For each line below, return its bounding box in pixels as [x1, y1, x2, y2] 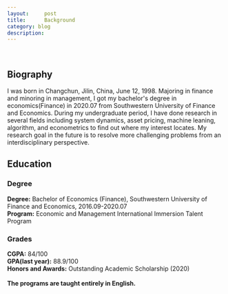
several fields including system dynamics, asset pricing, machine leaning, [7, 116, 216, 125]
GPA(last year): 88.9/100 [7, 257, 79, 266]
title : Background [7, 17, 76, 24]
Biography [7, 68, 53, 80]
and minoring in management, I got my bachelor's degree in [7, 94, 177, 102]
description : [7, 29, 45, 37]
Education [7, 158, 52, 170]
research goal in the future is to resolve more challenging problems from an [7, 131, 222, 139]
